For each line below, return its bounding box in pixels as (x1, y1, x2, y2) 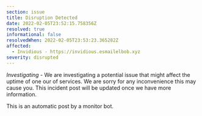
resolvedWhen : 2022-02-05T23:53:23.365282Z (6, 37, 119, 43)
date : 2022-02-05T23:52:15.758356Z (6, 20, 97, 26)
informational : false (6, 32, 62, 38)
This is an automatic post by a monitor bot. (6, 102, 114, 110)
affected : (6, 43, 32, 49)
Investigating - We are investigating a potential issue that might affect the (6, 71, 190, 78)
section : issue (6, 9, 45, 15)
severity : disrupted (6, 54, 59, 60)
